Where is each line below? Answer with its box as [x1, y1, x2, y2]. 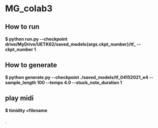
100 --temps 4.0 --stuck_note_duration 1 [36, 79, 122, 86]
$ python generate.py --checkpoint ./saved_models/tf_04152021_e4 [5, 75, 149, 80]
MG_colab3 [5, 3, 53, 14]
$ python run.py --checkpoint [5, 36, 68, 42]
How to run [5, 23, 40, 31]
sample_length [5, 79, 36, 86]
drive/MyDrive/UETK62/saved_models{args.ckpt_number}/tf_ [5, 41, 136, 47]
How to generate [5, 61, 58, 69]
